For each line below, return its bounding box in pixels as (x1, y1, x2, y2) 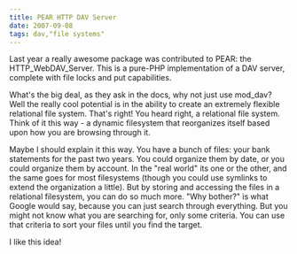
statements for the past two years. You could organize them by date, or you (9, 154, 285, 165)
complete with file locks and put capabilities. (9, 73, 172, 83)
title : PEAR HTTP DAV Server (9, 12, 117, 22)
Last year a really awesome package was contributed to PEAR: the (9, 54, 252, 65)
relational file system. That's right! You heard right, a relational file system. (9, 108, 281, 119)
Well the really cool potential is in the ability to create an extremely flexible (9, 99, 280, 110)
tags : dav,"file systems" (9, 29, 105, 38)
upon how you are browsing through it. (9, 127, 151, 138)
